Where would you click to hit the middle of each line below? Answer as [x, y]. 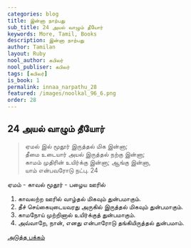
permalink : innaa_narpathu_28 [52, 87]
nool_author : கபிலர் [36, 61]
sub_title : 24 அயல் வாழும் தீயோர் [55, 27]
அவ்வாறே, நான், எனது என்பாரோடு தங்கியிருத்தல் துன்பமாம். [101, 222]
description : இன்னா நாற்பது [46, 41]
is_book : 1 [24, 80]
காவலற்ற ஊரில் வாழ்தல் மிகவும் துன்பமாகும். [79, 198]
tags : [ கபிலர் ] [27, 73]
